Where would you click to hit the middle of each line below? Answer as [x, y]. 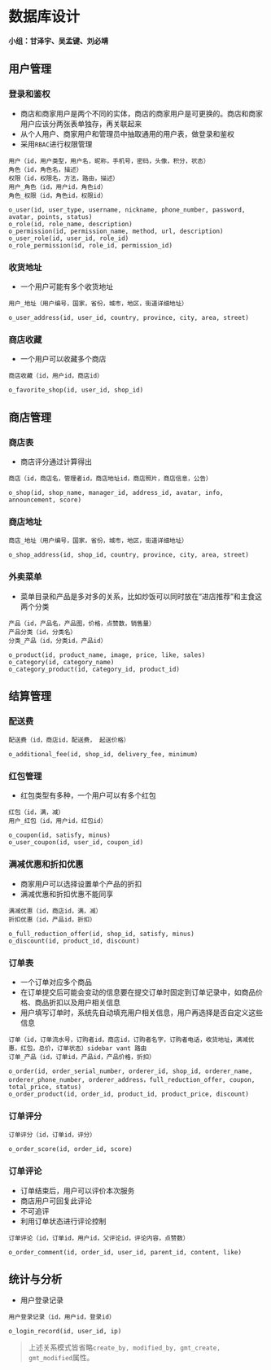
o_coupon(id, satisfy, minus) [60, 835]
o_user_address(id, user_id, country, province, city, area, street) [129, 317]
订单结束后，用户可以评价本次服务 [77, 1190]
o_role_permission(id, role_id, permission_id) [91, 245]
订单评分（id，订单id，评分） [52, 1135]
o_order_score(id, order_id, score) [70, 1149]
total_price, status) [45, 1088]
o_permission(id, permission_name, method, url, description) [116, 231]
